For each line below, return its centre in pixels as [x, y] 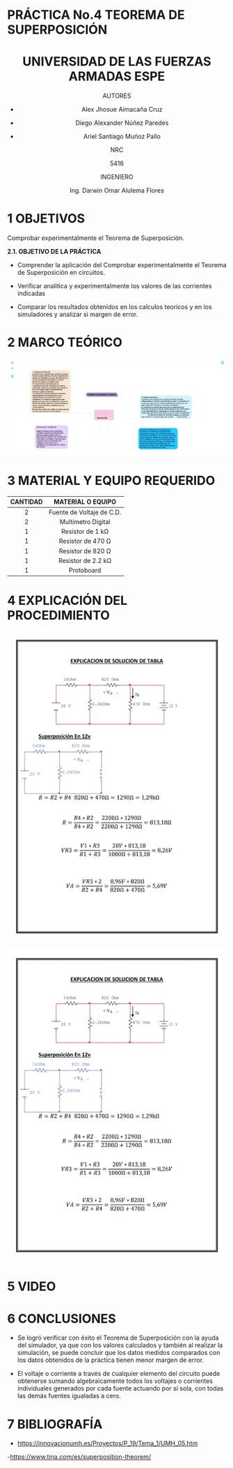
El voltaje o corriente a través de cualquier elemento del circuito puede [119, 1374]
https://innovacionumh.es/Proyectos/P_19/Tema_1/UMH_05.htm [107, 1444]
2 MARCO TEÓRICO [65, 343]
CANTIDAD [26, 502]
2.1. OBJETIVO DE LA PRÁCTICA [54, 252]
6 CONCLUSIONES [62, 1318]
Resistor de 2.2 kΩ [85, 560]
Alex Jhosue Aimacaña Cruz [122, 110]
